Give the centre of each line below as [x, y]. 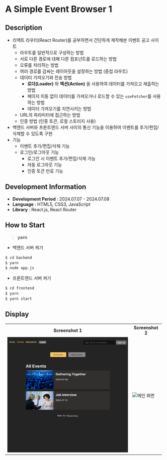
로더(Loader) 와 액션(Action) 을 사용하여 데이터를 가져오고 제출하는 [93, 84]
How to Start [25, 225]
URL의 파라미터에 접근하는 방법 [50, 115]
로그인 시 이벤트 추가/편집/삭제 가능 [61, 158]
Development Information [46, 187]
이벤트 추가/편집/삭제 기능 [45, 146]
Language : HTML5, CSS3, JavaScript [51, 204]
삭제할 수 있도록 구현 [32, 134]
